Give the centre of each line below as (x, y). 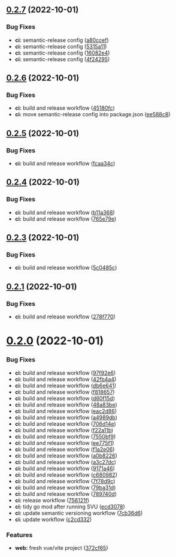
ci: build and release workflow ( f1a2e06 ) (65, 449)
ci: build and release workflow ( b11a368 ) (65, 212)
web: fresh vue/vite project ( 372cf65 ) (62, 547)
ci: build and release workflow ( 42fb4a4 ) (66, 379)
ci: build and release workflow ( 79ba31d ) (65, 487)
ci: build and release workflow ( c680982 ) (66, 475)
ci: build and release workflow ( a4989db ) (66, 417)
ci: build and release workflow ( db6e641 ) (66, 386)
